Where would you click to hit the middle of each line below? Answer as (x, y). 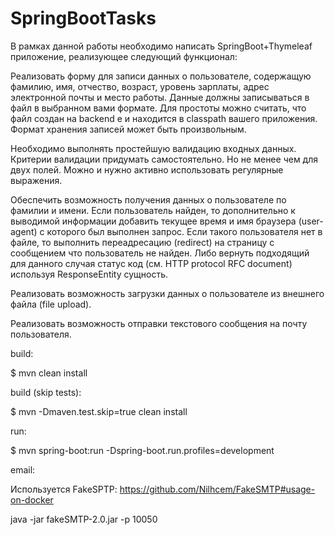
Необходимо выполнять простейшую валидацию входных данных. (153, 148)
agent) (24, 231)
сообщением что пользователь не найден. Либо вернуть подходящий (160, 253)
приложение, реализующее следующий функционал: (124, 56)
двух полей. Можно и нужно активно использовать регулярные (147, 169)
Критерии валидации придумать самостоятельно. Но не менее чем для (164, 159)
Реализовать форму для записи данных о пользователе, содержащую (161, 76)
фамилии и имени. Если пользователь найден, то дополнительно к (153, 210)
